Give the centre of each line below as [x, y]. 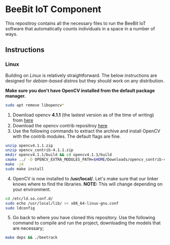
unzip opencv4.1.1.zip [29, 145]
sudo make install [25, 169]
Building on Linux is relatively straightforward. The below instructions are [81, 75]
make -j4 [14, 164]
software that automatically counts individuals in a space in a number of [80, 28]
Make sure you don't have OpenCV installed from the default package [80, 90]
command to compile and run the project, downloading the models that [87, 223]
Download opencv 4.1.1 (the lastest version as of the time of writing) [83, 115]
